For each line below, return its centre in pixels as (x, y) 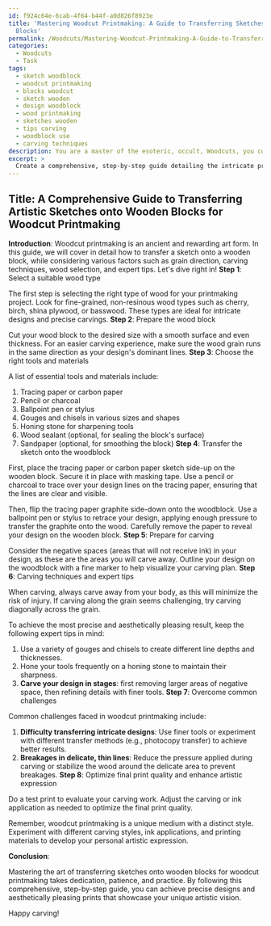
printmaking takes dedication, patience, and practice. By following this (125, 880)
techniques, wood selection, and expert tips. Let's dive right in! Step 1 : (125, 269)
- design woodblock (48, 106)
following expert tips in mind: (56, 633)
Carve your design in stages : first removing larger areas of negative (134, 683)
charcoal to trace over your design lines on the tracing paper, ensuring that (133, 485)
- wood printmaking (48, 114)
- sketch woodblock (48, 76)
